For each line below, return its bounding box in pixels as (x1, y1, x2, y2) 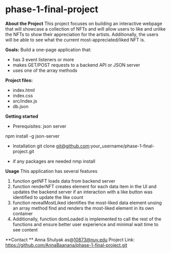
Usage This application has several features (5, 168, 98, 174)
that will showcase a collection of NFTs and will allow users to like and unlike (5, 26, 166, 32)
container (12, 210, 33, 216)
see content (12, 226, 38, 233)
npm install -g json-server (5, 133, 60, 139)
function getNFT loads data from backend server (12, 178, 116, 184)
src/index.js (12, 98, 37, 104)
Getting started (5, 113, 38, 119)
